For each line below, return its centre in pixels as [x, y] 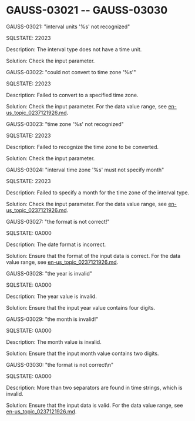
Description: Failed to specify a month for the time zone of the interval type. [98, 193]
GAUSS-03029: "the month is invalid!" [52, 319]
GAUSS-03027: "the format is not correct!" [58, 221]
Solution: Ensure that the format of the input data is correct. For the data [93, 256]
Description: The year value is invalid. [51, 296]
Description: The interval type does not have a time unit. [74, 49]
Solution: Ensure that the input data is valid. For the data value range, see [95, 405]
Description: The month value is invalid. [54, 342]
